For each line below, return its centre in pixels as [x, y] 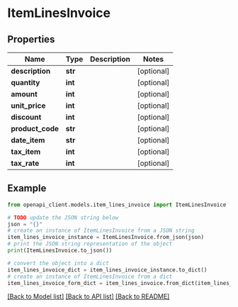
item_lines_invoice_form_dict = [55, 283]
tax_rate [25, 163]
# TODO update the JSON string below [63, 218]
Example [27, 188]
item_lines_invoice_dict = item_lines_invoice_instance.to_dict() [107, 270]
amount [24, 94]
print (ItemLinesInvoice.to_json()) [60, 251]
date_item [28, 140]
